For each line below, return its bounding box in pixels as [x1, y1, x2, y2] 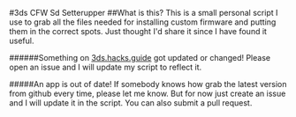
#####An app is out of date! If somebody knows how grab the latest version [9, 79, 287, 89]
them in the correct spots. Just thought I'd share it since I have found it [9, 26, 268, 36]
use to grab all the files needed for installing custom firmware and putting [9, 17, 277, 27]
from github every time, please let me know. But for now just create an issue [9, 88, 286, 99]
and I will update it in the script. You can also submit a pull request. [9, 98, 253, 108]
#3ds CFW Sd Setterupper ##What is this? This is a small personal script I [9, 8, 278, 18]
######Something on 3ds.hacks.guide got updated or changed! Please [9, 53, 271, 62]
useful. [9, 35, 34, 46]
